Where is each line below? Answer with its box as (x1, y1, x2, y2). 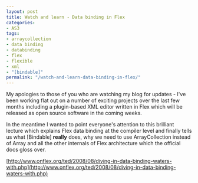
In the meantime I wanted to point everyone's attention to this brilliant (6, 121, 174, 128)
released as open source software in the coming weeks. (6, 110, 143, 117)
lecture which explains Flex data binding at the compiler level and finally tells (6, 128, 193, 135)
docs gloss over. (6, 146, 46, 153)
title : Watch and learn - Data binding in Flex (6, 14, 126, 20)
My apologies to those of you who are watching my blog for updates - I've (6, 91, 186, 98)
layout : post (6, 8, 38, 15)
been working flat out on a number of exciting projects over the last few (6, 97, 180, 104)
